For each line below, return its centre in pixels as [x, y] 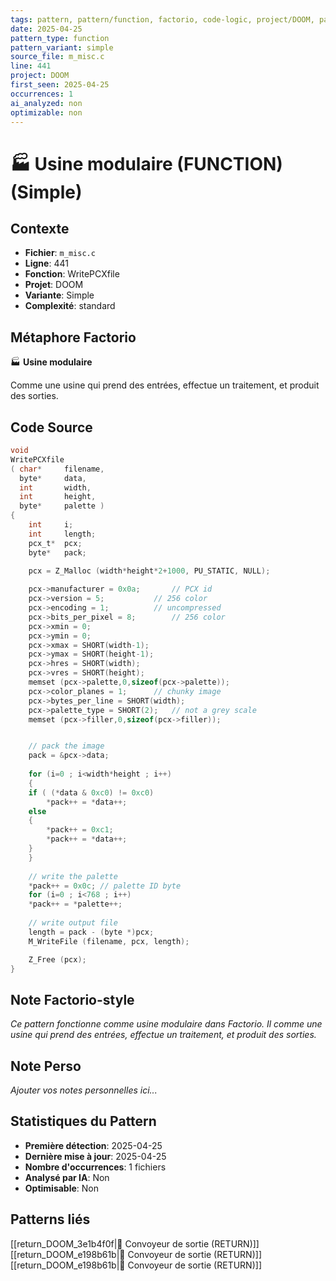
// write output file [73, 923]
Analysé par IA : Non [67, 1177]
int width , [55, 487]
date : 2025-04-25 [46, 29]
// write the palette [73, 876]
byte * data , [53, 478]
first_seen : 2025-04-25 [60, 85]
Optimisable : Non [62, 1188]
